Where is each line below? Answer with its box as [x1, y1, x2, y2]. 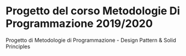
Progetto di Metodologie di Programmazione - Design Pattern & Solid [5, 36, 176, 43]
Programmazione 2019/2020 [5, 17, 153, 30]
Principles [5, 43, 31, 50]
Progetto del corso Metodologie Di [5, 4, 181, 18]
